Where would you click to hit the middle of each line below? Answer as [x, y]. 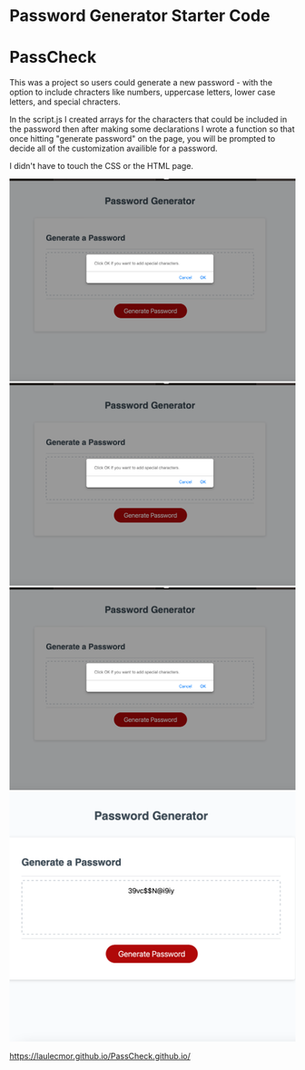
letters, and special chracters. [65, 102]
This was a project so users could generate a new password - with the [141, 83]
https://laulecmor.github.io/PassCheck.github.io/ [100, 1056]
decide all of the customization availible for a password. [113, 149]
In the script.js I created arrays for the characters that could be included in [148, 120]
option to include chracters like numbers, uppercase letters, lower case [143, 93]
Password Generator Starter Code [140, 16]
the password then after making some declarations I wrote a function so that [152, 129]
